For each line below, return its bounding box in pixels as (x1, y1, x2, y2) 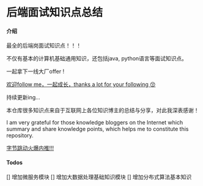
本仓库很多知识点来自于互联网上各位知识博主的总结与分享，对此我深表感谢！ (6, 107, 199, 114)
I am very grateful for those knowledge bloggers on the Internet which (6, 119, 183, 126)
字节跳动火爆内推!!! (6, 145, 54, 152)
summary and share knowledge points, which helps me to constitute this (6, 126, 189, 133)
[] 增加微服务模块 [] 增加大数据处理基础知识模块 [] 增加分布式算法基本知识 (6, 173, 192, 181)
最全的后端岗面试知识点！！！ (6, 42, 81, 49)
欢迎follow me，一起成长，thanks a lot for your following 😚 (6, 80, 156, 88)
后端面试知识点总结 (6, 5, 103, 20)
